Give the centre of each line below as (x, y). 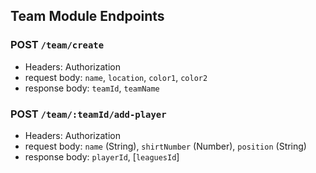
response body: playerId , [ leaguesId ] (102, 156)
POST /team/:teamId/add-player (88, 114)
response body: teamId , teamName (92, 88)
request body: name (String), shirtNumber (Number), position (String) (165, 146)
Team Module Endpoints (87, 16)
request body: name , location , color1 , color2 (116, 77)
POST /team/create (57, 45)
